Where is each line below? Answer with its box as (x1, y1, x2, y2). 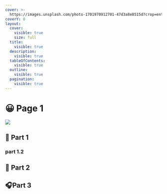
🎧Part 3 (5, 181, 31, 190)
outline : (9, 68, 28, 73)
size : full (14, 35, 37, 40)
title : (9, 40, 23, 45)
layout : (5, 21, 21, 26)
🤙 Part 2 (5, 164, 30, 172)
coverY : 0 (5, 16, 26, 21)
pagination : (9, 77, 35, 82)
